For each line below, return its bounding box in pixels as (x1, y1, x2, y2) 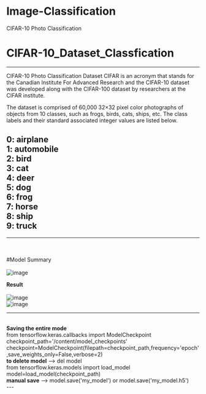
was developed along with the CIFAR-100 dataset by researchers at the (6, 85, 186, 93)
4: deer (6, 173, 35, 183)
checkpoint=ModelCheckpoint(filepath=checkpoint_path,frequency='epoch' (6, 344, 199, 351)
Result (6, 280, 23, 288)
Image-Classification (6, 4, 116, 18)
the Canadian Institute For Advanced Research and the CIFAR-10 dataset (6, 79, 190, 86)
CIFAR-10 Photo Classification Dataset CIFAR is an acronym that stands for (6, 72, 194, 79)
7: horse (6, 201, 39, 212)
